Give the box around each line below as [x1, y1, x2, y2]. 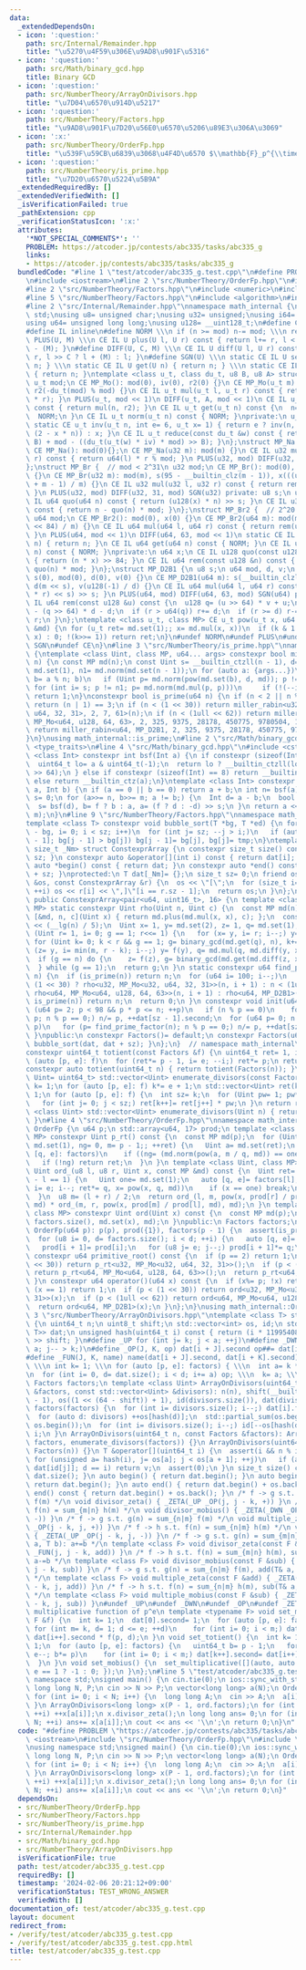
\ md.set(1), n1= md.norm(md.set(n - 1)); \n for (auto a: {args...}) [25, 667, 296, 676]
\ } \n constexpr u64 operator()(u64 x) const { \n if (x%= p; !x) [25, 1277, 283, 1286]
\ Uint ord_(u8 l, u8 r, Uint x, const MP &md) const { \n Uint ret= [25, 1166, 296, 1176]
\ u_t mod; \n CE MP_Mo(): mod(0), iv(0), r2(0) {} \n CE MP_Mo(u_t [25, 378, 283, 388]
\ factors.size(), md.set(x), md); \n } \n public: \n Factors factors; [25, 1218, 291, 1227]
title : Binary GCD [25, 73, 96, 82]
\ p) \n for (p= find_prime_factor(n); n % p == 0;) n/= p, [25, 1022, 262, 1032]
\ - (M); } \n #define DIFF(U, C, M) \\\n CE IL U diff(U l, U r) [25, 344, 275, 353]
